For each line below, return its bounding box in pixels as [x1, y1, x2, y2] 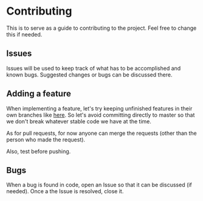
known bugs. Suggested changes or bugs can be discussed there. [6, 71, 173, 78]
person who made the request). [6, 135, 86, 143]
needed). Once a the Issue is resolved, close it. [6, 188, 124, 195]
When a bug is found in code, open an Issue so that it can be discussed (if [6, 181, 193, 189]
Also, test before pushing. [6, 148, 71, 155]
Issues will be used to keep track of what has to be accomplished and [6, 64, 181, 72]
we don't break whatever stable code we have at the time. [6, 117, 152, 125]
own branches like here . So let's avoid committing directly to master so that [6, 111, 195, 118]
